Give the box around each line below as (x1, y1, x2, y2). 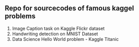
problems (5, 12, 36, 21)
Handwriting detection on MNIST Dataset (12, 30, 98, 37)
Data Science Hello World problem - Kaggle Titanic (12, 36, 119, 42)
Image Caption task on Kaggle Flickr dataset (12, 25, 105, 31)
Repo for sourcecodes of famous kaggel (5, 4, 134, 13)
